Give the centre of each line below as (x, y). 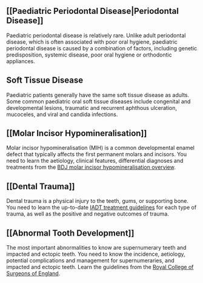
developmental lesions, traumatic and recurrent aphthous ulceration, (92, 107)
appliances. (21, 61)
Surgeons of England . (33, 273)
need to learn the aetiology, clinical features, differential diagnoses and (95, 161)
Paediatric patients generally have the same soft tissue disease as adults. (98, 95)
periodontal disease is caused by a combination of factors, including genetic (102, 48)
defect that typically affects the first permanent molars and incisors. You (96, 154)
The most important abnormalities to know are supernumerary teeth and (96, 248)
